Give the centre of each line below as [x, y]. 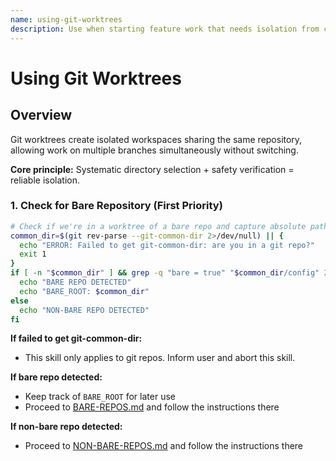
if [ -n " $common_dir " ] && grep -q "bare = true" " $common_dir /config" [165, 273]
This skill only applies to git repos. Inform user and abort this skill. [160, 358]
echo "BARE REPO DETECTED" [75, 282]
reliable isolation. [45, 180]
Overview [41, 115]
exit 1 [33, 254]
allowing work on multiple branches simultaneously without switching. [154, 150]
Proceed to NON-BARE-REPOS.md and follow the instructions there [164, 446]
